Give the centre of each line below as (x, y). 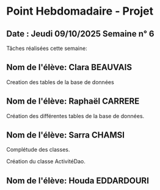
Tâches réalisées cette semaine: (47, 48)
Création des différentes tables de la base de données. (75, 116)
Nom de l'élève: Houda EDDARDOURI (78, 181)
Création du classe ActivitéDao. (46, 161)
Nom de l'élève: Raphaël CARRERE (73, 101)
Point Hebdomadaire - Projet (80, 11)
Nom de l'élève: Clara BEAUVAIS (69, 67)
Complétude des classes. (38, 150)
